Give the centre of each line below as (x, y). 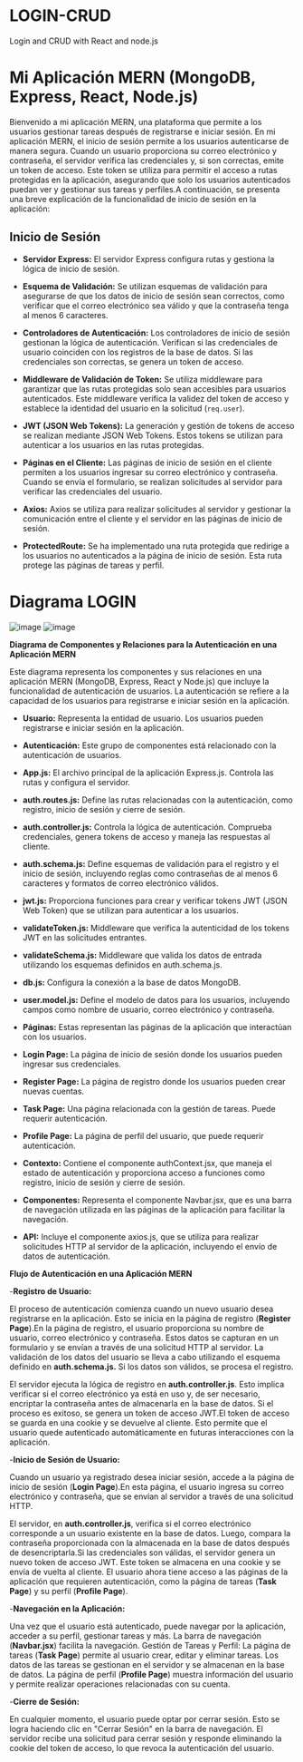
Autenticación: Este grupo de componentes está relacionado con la (149, 745)
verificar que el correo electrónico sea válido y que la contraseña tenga (156, 306)
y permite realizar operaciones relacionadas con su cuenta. (120, 1684)
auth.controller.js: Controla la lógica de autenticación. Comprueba (147, 827)
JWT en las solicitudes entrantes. (85, 937)
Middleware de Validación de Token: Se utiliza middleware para (142, 379)
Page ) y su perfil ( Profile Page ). (69, 1591)
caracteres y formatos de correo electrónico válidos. (120, 883)
